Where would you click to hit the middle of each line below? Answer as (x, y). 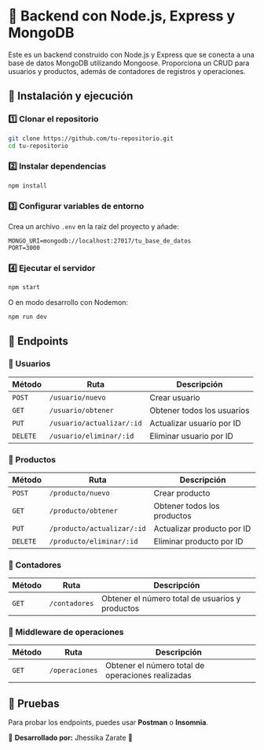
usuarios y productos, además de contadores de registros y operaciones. (127, 71)
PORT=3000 (24, 247)
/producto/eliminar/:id (93, 541)
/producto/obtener (83, 511)
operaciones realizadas (148, 675)
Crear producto (182, 493)
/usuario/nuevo (77, 397)
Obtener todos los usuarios (200, 410)
